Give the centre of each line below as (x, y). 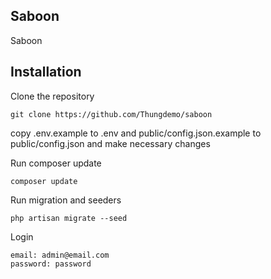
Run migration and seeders (66, 200)
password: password (51, 264)
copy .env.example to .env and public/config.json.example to (136, 133)
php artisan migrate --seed (69, 218)
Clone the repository (52, 96)
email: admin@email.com (60, 255)
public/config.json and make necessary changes (110, 143)
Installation (46, 72)
